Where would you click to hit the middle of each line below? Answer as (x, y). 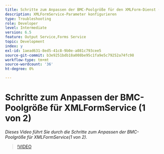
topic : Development (25, 42)
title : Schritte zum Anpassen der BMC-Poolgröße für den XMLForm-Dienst (81, 10)
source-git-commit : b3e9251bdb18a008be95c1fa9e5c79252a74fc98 (70, 55)
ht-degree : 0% (20, 69)
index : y (14, 46)
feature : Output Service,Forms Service (46, 37)
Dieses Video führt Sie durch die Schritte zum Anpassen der (66, 132)
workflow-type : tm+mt (27, 60)
